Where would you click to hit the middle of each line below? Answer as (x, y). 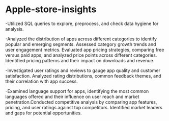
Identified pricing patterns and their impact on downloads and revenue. (80, 60)
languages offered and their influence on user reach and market (72, 96)
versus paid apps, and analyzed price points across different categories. (81, 55)
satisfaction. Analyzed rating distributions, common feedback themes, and (83, 76)
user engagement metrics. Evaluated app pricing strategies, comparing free (85, 50)
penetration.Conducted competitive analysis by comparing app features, (81, 102)
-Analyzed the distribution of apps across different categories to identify (81, 39)
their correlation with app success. (41, 81)
